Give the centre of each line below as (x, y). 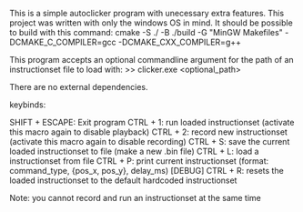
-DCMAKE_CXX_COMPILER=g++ (179, 42)
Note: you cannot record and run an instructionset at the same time (136, 198)
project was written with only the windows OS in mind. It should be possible (151, 23)
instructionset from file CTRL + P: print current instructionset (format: (139, 161)
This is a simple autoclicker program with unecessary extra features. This (147, 13)
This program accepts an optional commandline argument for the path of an (151, 60)
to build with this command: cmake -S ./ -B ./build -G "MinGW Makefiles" (146, 32)
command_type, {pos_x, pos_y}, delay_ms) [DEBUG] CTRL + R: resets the (146, 171)
